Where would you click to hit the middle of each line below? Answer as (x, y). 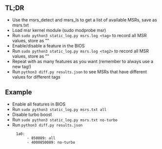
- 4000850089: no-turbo (51, 142)
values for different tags (36, 77)
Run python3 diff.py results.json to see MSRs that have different (80, 72)
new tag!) (22, 66)
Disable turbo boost (32, 114)
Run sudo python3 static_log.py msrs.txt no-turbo (65, 120)
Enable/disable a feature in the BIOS (48, 45)
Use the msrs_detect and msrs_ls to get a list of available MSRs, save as (84, 20)
